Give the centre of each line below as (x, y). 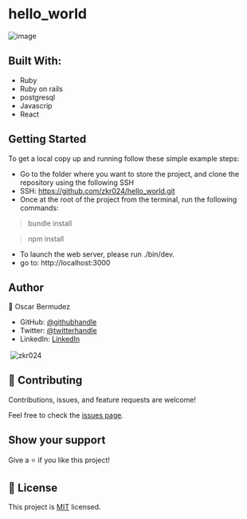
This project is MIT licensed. (55, 507)
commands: (39, 207)
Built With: (35, 61)
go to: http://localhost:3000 (65, 262)
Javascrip (36, 105)
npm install (46, 238)
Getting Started (47, 139)
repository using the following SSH (76, 182)
